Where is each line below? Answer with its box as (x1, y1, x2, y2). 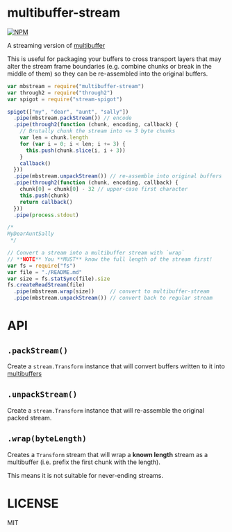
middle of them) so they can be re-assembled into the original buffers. (7, 69, 208, 78)
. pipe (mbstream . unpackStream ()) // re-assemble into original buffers (13, 173, 222, 180)
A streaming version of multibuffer (7, 41, 106, 49)
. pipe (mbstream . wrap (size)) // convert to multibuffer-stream (13, 288, 210, 295)
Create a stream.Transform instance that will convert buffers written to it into (7, 362, 226, 370)
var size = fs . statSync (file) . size (7, 275, 110, 282)
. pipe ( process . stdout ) (13, 212, 79, 218)
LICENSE (7, 495, 59, 511)
